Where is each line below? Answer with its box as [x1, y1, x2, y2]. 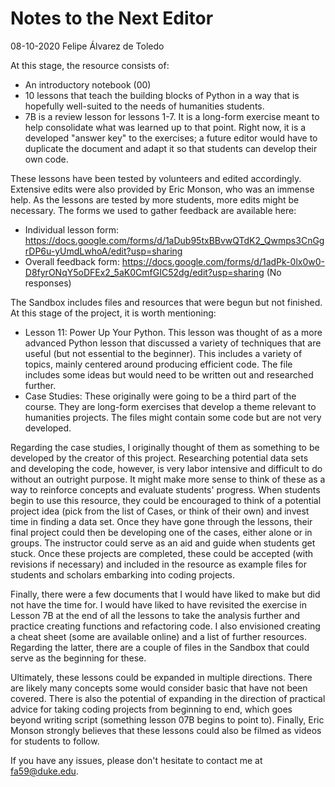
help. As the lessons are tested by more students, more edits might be [10, 193, 300, 206]
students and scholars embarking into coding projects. [10, 568, 235, 581]
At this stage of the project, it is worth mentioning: [10, 307, 217, 319]
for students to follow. [10, 735, 100, 747]
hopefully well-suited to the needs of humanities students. [24, 100, 265, 112]
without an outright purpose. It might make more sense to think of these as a [10, 473, 326, 485]
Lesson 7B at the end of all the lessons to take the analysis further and [10, 609, 301, 621]
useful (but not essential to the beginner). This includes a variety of [24, 347, 303, 359]
